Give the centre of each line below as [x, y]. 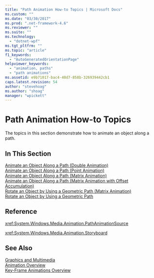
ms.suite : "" [18, 32]
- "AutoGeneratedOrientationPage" [44, 59]
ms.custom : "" [19, 14]
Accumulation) [20, 186]
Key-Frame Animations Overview [38, 270]
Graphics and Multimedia [30, 260]
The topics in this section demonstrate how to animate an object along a [77, 133]
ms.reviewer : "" [21, 28]
